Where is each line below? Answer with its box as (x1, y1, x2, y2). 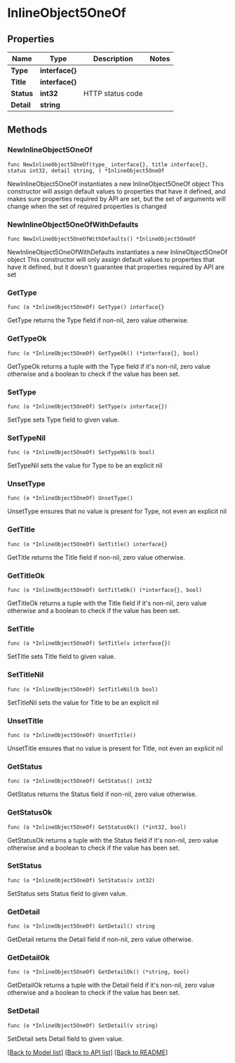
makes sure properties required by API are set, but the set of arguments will (7, 194, 226, 203)
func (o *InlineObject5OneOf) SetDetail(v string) (7, 1022, 159, 1029)
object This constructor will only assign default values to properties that (7, 255, 215, 263)
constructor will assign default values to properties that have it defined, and (7, 187, 226, 195)
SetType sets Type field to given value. (7, 415, 119, 424)
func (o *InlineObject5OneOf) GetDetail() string (7, 923, 156, 930)
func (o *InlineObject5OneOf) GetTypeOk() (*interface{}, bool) (7, 350, 199, 357)
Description (93, 54, 133, 63)
